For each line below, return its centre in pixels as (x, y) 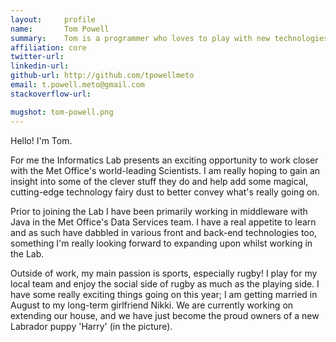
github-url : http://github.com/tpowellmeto (102, 76)
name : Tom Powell (60, 29)
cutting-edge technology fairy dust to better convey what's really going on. (165, 192)
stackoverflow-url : (51, 94)
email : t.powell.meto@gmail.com (77, 85)
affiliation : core (48, 47)
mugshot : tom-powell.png (62, 112)
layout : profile (53, 19)
